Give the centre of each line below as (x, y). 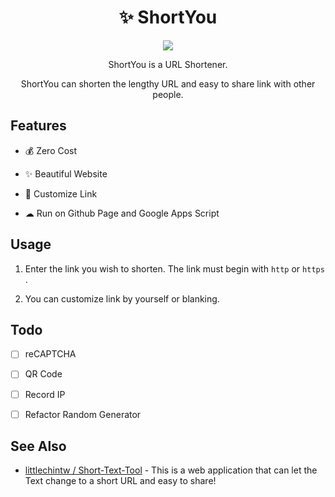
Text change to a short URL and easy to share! (120, 481)
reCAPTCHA (50, 354)
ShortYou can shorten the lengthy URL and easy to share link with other (168, 83)
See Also (38, 446)
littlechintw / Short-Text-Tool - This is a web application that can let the (171, 470)
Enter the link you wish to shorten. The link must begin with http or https (174, 268)
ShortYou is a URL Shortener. (168, 64)
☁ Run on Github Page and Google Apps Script (122, 213)
